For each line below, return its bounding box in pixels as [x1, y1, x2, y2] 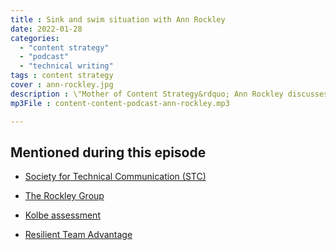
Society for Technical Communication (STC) [24, 171, 207, 183]
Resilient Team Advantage [24, 229, 133, 241]
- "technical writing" [19, 61, 114, 71]
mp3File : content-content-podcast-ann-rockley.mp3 [10, 98, 230, 108]
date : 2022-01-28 [10, 24, 83, 34]
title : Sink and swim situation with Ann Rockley [10, 14, 226, 25]
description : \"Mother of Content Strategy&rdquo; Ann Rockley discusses [10, 89, 329, 99]
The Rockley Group [24, 190, 105, 202]
